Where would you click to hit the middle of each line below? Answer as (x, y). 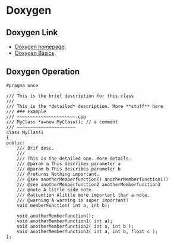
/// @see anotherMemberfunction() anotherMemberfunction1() (93, 179)
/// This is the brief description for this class (70, 96)
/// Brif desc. (36, 148)
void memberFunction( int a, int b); (64, 205)
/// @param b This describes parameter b (69, 169)
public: (16, 143)
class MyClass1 (25, 132)
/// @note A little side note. (56, 190)
